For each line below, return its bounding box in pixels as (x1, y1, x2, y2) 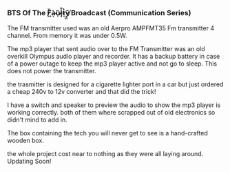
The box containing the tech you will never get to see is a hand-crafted (7, 129, 208, 137)
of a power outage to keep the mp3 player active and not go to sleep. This (7, 59, 218, 68)
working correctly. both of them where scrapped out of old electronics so (7, 108, 216, 117)
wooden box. (7, 136, 45, 145)
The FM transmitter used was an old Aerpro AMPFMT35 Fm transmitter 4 (7, 24, 215, 32)
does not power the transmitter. (7, 67, 96, 75)
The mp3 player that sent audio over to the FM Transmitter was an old (7, 45, 205, 53)
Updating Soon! (7, 157, 52, 166)
